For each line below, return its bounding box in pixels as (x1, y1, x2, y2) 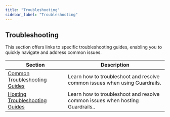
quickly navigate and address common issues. (5, 49, 102, 55)
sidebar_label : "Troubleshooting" (5, 12, 78, 17)
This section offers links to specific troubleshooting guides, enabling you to (5, 44, 162, 50)
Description (100, 62, 130, 69)
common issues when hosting (67, 97, 139, 104)
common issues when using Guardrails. (67, 79, 161, 86)
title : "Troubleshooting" (5, 7, 60, 13)
